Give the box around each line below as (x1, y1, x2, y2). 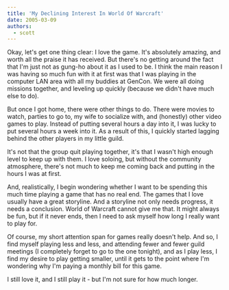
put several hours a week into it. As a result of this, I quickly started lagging (7, 127, 219, 135)
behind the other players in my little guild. (7, 135, 124, 143)
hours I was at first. (7, 170, 62, 178)
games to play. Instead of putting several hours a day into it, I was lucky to (7, 120, 217, 128)
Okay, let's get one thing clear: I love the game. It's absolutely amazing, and (7, 48, 221, 56)
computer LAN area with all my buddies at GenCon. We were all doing (7, 77, 204, 86)
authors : (7, 23, 32, 30)
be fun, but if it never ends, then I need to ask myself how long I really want (7, 212, 220, 221)
